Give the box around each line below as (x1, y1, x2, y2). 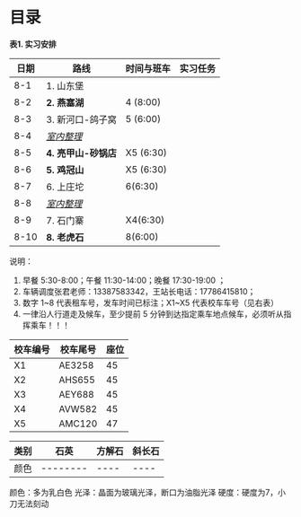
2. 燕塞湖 (46, 96, 84, 109)
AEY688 (58, 388, 94, 400)
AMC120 (58, 417, 98, 430)
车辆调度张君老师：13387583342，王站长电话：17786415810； (22, 285, 256, 296)
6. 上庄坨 (46, 180, 84, 193)
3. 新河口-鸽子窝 (46, 113, 117, 126)
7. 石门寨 (46, 214, 84, 226)
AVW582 (58, 402, 97, 415)
